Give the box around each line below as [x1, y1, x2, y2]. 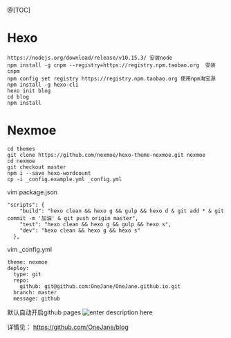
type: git [13, 271, 41, 278]
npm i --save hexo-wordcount [7, 169, 91, 176]
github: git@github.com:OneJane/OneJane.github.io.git [19, 282, 181, 290]
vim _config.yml [7, 245, 53, 253]
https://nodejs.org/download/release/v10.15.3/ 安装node [7, 54, 173, 61]
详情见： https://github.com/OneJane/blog [7, 323, 129, 331]
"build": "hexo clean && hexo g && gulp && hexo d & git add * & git [19, 208, 225, 214]
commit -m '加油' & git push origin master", [7, 214, 138, 221]
